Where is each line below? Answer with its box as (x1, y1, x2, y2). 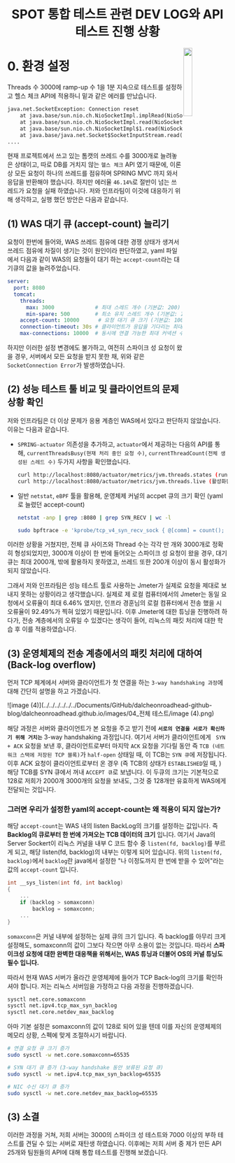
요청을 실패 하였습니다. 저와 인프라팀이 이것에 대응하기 (25, 187, 173, 195)
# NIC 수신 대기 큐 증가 (7, 1083, 70, 1090)
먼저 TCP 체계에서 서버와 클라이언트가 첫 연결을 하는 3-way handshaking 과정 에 (7, 678, 224, 687)
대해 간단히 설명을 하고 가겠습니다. (7, 687, 101, 696)
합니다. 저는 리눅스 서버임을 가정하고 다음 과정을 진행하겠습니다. (20, 982, 194, 990)
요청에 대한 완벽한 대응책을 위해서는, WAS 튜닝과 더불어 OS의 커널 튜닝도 (25, 949, 223, 958)
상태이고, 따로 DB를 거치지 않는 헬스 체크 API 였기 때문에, (14, 160, 169, 169)
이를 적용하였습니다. (22, 625, 77, 634)
